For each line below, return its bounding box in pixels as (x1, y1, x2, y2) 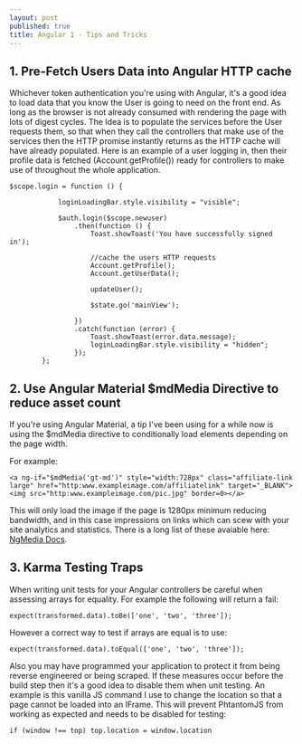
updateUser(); (90, 285, 144, 294)
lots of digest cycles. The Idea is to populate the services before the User (9, 117, 283, 128)
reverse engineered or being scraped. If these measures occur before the (9, 670, 284, 681)
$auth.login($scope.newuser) (57, 214, 168, 223)
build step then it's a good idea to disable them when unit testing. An (9, 680, 265, 691)
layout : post (9, 13, 59, 23)
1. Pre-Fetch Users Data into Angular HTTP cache (9, 63, 292, 79)
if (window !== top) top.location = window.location (9, 726, 212, 735)
